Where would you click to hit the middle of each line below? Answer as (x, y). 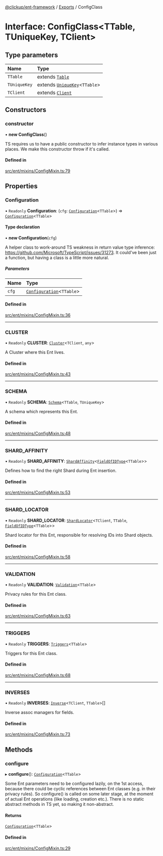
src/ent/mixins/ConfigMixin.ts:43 (38, 374)
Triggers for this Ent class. (31, 653)
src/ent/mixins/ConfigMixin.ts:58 (38, 557)
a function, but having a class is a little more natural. (57, 257)
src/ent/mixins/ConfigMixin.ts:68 (38, 675)
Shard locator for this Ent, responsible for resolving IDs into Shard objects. (79, 535)
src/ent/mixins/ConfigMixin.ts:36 (38, 315)
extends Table (53, 77)
